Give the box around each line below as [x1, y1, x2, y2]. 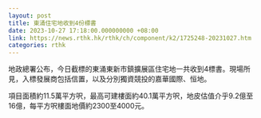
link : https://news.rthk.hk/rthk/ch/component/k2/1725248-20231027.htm [8, 33, 251, 42]
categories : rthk [8, 41, 66, 49]
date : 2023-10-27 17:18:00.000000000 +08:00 [8, 26, 159, 34]
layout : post [8, 11, 52, 20]
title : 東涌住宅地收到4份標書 [8, 19, 97, 27]
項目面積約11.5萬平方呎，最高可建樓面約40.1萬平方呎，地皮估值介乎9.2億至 [8, 91, 254, 100]
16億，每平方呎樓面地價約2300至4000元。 [8, 101, 149, 111]
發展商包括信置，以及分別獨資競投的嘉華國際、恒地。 [35, 74, 212, 84]
